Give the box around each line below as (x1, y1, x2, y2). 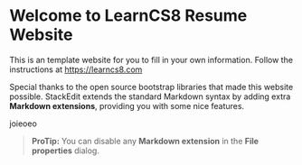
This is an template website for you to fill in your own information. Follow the (9, 54, 294, 65)
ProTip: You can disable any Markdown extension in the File (31, 135, 260, 146)
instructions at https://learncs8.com (9, 64, 143, 75)
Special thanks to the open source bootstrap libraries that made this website (9, 81, 294, 92)
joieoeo (9, 118, 38, 129)
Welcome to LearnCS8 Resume (9, 5, 248, 26)
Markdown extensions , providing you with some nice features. (9, 100, 245, 111)
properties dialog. (31, 145, 99, 156)
